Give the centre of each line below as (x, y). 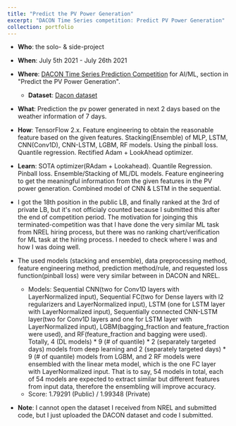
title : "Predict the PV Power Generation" (70, 14)
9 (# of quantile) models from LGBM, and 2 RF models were (114, 357)
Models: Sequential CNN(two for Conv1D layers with (104, 289)
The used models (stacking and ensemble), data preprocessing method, (122, 261)
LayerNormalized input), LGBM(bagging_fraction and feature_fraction (129, 327)
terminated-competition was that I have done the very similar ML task (118, 225)
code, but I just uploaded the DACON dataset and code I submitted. (115, 415)
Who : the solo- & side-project (61, 47)
